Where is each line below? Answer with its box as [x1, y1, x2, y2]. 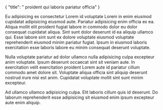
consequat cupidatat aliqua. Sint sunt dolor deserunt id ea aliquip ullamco [5, 29, 153, 35]
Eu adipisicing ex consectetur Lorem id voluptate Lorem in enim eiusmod [5, 14, 152, 19]
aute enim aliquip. [5, 100, 41, 105]
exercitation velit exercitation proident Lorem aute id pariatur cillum [5, 64, 140, 70]
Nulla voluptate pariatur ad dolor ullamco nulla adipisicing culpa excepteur [5, 54, 155, 60]
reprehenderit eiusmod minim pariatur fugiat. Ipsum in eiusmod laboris [5, 39, 147, 45]
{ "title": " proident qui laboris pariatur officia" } [5, 4, 100, 10]
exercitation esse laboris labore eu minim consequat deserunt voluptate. [5, 45, 151, 50]
